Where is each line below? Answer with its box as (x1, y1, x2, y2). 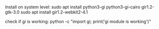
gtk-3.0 (5, 9, 20, 15)
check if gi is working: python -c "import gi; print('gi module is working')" (5, 19, 151, 24)
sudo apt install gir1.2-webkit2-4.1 (20, 9, 88, 15)
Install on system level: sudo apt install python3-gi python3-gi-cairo (5, 4, 141, 10)
